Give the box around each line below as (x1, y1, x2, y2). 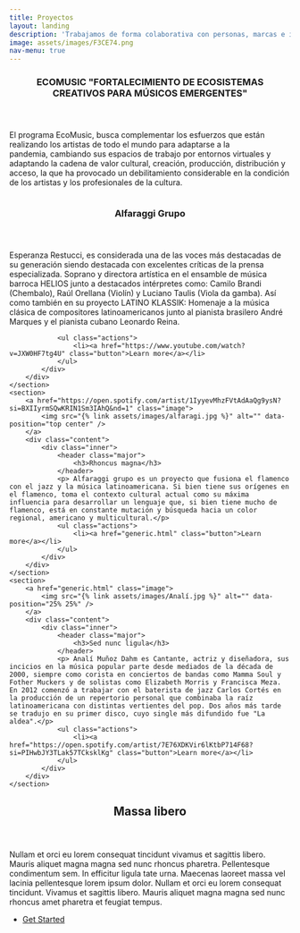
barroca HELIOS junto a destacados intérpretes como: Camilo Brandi (9, 278, 262, 289)
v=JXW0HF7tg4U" (9, 349, 66, 358)
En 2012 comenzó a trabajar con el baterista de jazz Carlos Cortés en (9, 685, 281, 694)
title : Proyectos (9, 13, 74, 22)
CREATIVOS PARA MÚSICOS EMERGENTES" (52, 87, 248, 99)
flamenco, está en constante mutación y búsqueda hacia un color (9, 505, 257, 514)
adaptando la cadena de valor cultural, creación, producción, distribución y (9, 158, 286, 169)
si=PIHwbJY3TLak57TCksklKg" (9, 748, 114, 757)
